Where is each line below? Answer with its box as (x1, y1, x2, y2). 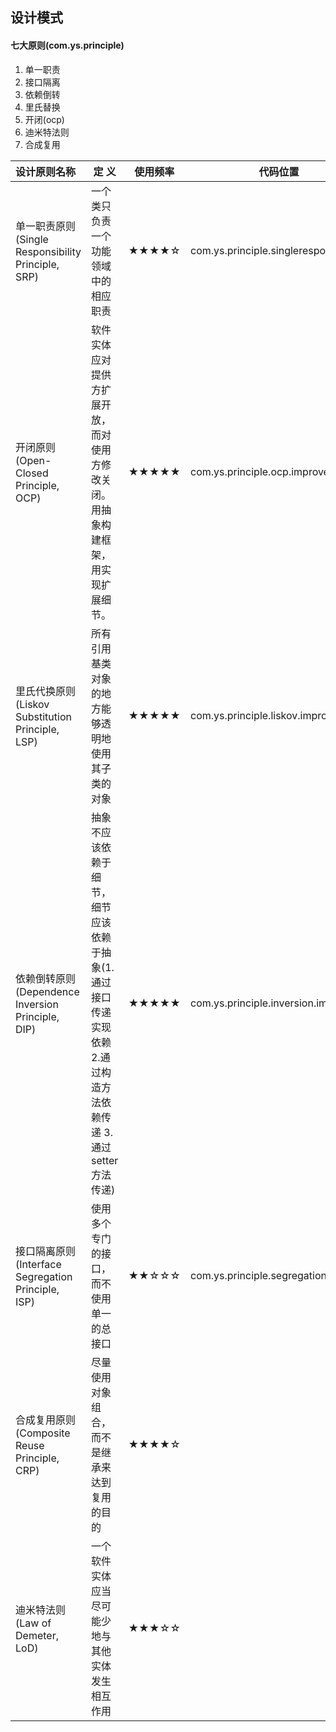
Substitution (15, 709, 72, 723)
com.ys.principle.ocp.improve (189, 464, 330, 478)
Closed (15, 466, 49, 480)
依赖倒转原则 (15, 971, 77, 985)
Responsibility (15, 244, 82, 258)
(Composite (15, 1426, 71, 1440)
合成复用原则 (15, 1413, 77, 1427)
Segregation (15, 1269, 73, 1283)
